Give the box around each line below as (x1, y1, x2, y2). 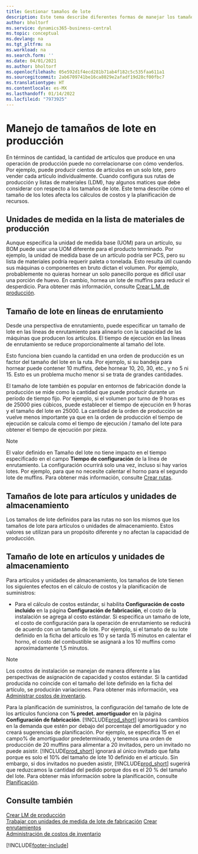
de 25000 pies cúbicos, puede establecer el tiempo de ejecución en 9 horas (6, 401, 192, 408)
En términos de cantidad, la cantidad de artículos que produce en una (6, 154, 176, 161)
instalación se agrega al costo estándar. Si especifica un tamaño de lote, (14, 613, 191, 620)
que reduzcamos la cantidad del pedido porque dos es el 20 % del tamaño (6, 766, 187, 773)
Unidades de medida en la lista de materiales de (6, 214, 185, 224)
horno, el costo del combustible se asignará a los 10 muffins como (14, 638, 176, 645)
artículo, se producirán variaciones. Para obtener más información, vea (6, 686, 179, 693)
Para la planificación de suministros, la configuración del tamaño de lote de (6, 703, 189, 710)
